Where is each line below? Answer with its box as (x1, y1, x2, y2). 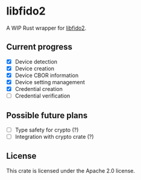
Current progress (6, 42, 73, 52)
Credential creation (14, 85, 63, 92)
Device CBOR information (14, 72, 79, 79)
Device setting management (14, 78, 86, 85)
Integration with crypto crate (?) (14, 133, 95, 140)
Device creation (14, 65, 54, 72)
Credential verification (14, 92, 70, 99)
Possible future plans (6, 110, 88, 121)
